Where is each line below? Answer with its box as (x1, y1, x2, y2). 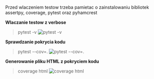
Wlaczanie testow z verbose (5, 20, 66, 25)
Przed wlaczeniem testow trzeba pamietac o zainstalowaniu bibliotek (5, 5, 149, 10)
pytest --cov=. (17, 49, 48, 54)
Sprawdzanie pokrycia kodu (5, 39, 66, 45)
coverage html (17, 68, 48, 74)
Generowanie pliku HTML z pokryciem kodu (5, 58, 99, 64)
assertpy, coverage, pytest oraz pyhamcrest (5, 10, 98, 16)
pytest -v (17, 29, 37, 35)
